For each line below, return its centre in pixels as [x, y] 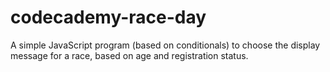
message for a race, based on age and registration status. [129, 55]
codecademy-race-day [108, 17]
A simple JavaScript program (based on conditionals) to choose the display [165, 45]
